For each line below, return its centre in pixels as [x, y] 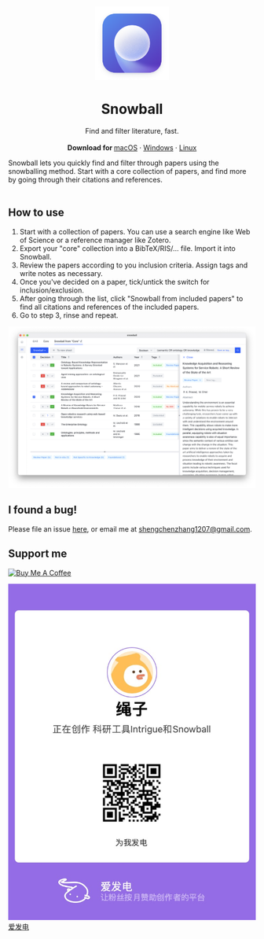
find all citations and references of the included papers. [109, 307]
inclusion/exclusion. [51, 290]
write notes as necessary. [61, 273]
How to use [36, 213]
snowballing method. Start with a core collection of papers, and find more [127, 171]
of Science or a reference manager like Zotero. [95, 240]
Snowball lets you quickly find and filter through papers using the [114, 163]
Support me [38, 554]
